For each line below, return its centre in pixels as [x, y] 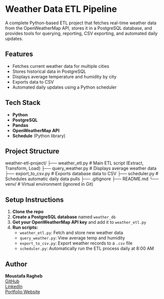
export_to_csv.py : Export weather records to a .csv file [76, 243]
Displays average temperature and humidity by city [64, 76]
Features [19, 54]
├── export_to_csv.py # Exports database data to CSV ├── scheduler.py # [82, 174]
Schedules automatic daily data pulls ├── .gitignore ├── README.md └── [82, 179]
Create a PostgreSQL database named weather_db [64, 217]
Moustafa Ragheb [24, 276]
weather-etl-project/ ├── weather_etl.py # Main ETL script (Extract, [74, 163]
